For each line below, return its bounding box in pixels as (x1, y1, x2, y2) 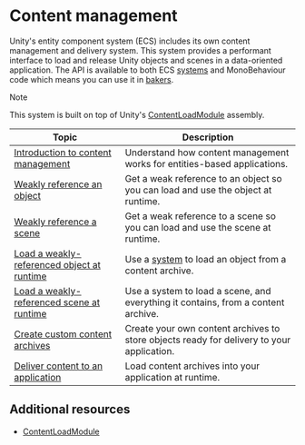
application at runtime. (124, 371, 221, 383)
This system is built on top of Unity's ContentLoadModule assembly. (9, 109, 265, 120)
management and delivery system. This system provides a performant (9, 44, 272, 55)
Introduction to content (14, 146, 112, 159)
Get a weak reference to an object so (124, 172, 282, 184)
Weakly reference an (14, 178, 103, 191)
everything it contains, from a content (124, 296, 285, 309)
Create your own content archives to (124, 321, 280, 334)
